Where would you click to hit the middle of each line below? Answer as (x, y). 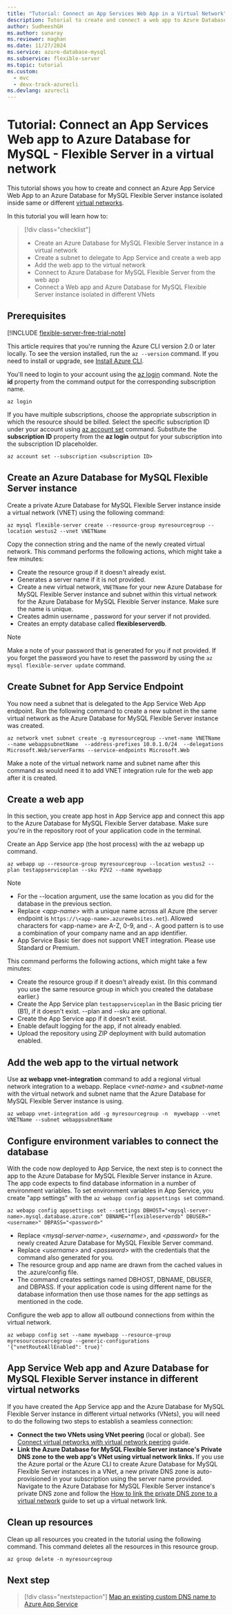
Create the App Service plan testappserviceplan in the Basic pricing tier (119, 1004)
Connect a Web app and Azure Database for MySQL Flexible (120, 287)
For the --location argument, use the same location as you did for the (115, 897)
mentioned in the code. (50, 1301)
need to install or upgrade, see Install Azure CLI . (76, 361)
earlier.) (28, 997)
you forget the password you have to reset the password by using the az (110, 657)
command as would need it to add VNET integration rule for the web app (110, 770)
